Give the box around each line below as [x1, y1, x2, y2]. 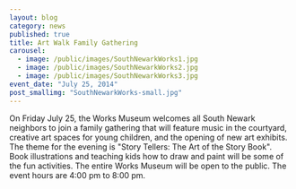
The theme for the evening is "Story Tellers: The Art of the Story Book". [9, 141, 272, 152]
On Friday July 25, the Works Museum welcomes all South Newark [9, 113, 256, 124]
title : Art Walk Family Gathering [9, 38, 139, 47]
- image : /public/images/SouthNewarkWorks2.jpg [17, 64, 199, 73]
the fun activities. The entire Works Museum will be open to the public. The [9, 160, 287, 171]
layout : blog [9, 13, 58, 22]
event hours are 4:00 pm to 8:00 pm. [9, 169, 146, 180]
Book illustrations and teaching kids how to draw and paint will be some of [9, 150, 284, 161]
